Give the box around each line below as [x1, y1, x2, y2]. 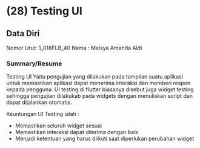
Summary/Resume [6, 59, 62, 68]
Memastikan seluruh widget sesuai [15, 122, 102, 129]
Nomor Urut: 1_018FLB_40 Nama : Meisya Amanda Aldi [6, 44, 142, 51]
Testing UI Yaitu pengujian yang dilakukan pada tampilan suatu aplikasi [6, 73, 184, 80]
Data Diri [6, 28, 40, 39]
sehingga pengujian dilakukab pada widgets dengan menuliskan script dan [6, 92, 193, 100]
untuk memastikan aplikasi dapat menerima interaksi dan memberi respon [6, 80, 191, 87]
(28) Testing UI [6, 4, 83, 18]
